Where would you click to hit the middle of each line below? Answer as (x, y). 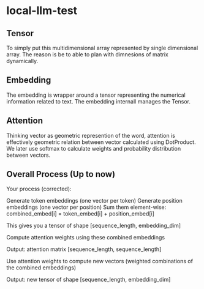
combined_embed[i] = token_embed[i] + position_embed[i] (81, 214)
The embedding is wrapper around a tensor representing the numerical (96, 95)
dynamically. (22, 61)
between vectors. (28, 155)
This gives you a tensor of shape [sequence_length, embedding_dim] (94, 226)
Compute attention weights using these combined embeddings (86, 238)
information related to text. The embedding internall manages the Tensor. (99, 101)
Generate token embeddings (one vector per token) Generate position (94, 201)
